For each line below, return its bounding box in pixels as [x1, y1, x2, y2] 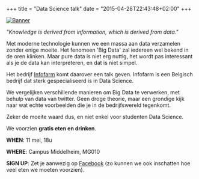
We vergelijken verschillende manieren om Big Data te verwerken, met [6, 89, 180, 96]
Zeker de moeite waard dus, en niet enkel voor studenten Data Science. [6, 114, 184, 120]
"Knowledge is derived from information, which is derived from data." [6, 28, 179, 35]
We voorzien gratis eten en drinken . [6, 125, 96, 132]
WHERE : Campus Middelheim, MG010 [6, 148, 100, 155]
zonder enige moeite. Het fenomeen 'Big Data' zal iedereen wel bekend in [6, 46, 189, 53]
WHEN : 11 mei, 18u [6, 136, 52, 144]
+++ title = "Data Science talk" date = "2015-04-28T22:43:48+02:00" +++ [6, 5, 192, 12]
